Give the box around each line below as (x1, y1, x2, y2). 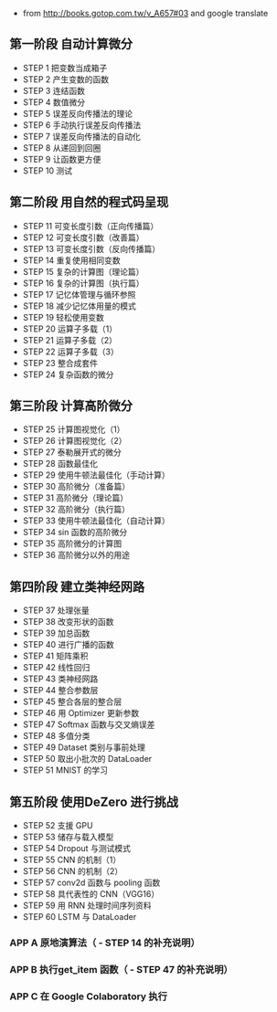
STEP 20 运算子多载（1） (22, 323, 118, 334)
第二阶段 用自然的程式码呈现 (9, 195, 169, 210)
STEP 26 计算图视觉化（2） (22, 436, 127, 447)
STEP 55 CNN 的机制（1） (22, 854, 122, 866)
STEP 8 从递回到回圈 (22, 142, 101, 153)
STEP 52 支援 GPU (22, 820, 93, 831)
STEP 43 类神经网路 (22, 673, 99, 684)
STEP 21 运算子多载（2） (22, 334, 117, 345)
